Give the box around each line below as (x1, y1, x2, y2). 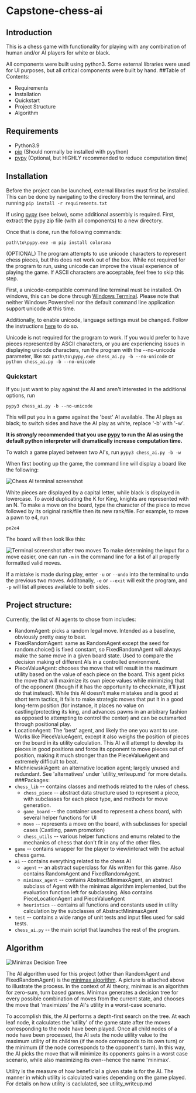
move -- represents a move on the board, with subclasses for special (23, 820, 187, 827)
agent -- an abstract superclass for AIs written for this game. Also (23, 864, 181, 871)
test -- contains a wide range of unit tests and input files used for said (14, 914, 185, 921)
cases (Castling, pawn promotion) (23, 826, 105, 833)
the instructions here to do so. (6, 323, 79, 330)
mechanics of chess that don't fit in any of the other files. (23, 839, 162, 846)
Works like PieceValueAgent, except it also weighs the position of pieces (14, 733, 190, 740)
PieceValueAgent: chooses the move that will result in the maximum (14, 664, 178, 671)
